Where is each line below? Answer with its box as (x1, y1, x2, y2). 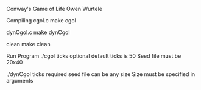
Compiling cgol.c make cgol (6, 17, 76, 24)
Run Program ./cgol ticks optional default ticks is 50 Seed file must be (6, 52, 182, 60)
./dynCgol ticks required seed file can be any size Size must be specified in (6, 71, 196, 78)
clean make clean (6, 41, 51, 47)
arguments (6, 77, 33, 84)
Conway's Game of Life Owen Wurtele (6, 5, 102, 12)
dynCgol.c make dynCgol (6, 29, 70, 36)
